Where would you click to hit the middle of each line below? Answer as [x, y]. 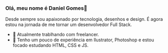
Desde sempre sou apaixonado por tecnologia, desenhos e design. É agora [84, 19]
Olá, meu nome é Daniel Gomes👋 [46, 8]
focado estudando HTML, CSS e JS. [51, 45]
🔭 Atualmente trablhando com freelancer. [56, 35]
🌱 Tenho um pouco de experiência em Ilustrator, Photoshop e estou [83, 40]
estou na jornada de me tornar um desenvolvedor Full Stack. [69, 24]
